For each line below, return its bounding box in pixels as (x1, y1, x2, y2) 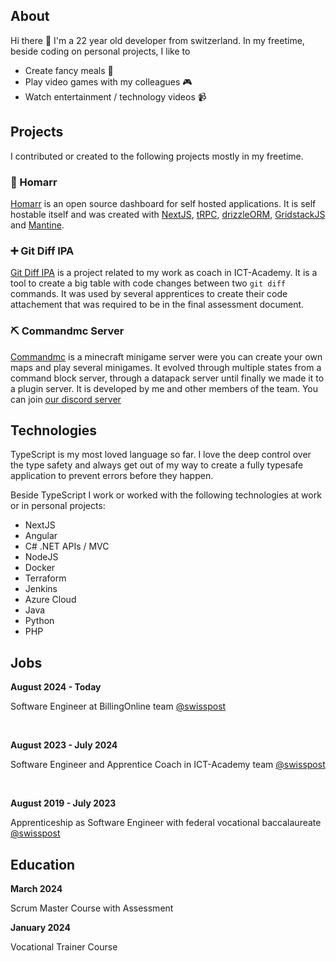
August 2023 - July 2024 (10, 739, 118, 751)
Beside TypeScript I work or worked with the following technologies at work (10, 489, 322, 501)
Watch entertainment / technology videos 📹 (24, 90, 207, 103)
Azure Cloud (24, 594, 77, 606)
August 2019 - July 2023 (10, 797, 117, 809)
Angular (24, 530, 58, 542)
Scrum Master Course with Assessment (10, 902, 174, 914)
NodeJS (24, 551, 59, 563)
